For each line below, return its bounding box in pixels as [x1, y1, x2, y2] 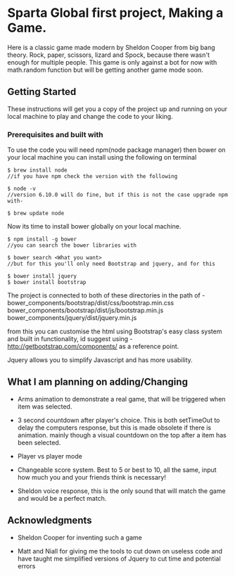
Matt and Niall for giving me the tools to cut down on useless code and [17, 546, 223, 555]
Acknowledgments [7, 515, 93, 527]
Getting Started [7, 86, 77, 98]
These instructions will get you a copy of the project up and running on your [7, 104, 227, 113]
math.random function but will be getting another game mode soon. [7, 65, 203, 74]
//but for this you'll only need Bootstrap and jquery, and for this [7, 260, 216, 268]
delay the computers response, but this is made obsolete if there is [17, 423, 212, 432]
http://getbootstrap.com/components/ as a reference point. [7, 343, 179, 351]
